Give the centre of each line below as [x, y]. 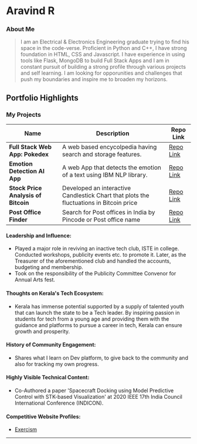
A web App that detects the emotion [112, 167]
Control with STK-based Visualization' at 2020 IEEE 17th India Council [98, 396]
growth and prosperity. [42, 331]
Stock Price [26, 188]
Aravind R [30, 11]
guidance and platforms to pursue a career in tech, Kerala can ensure [98, 325]
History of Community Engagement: [51, 345]
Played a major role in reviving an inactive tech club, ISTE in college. [97, 248]
